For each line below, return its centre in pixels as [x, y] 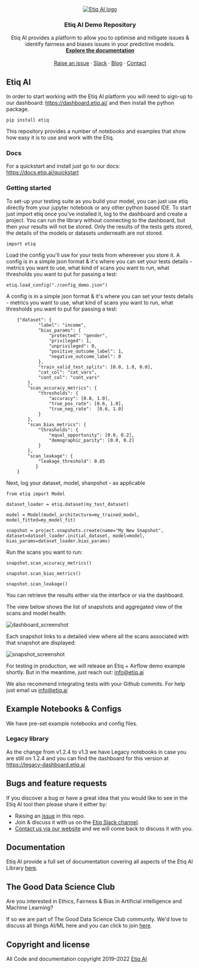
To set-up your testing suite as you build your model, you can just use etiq [97, 201]
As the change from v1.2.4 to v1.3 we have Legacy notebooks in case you [96, 752]
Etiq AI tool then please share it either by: [57, 804]
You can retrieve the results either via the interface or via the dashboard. [95, 595]
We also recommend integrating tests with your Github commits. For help [96, 684]
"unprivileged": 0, [73, 346]
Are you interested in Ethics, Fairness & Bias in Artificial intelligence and [94, 902]
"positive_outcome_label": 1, [86, 351]
